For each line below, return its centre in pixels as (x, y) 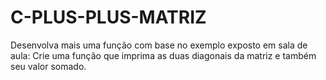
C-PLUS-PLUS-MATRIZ (108, 17)
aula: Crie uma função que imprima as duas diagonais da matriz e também (163, 55)
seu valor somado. (48, 66)
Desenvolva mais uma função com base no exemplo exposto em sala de (159, 45)
